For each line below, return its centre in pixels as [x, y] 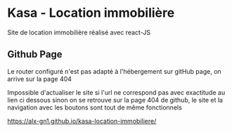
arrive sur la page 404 [40, 79]
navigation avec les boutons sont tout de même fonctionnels [95, 107]
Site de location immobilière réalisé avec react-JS [79, 32]
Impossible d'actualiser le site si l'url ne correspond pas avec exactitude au [116, 92]
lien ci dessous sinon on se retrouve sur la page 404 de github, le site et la [115, 100]
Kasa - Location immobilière [91, 13]
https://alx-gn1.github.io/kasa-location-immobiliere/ [82, 121]
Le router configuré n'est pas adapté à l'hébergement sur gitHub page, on [114, 71]
